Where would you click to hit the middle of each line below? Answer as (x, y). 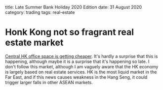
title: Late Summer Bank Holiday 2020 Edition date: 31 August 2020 (74, 7)
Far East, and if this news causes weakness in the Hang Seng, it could (76, 77)
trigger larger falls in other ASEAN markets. (49, 82)
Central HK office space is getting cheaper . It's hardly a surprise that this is (81, 56)
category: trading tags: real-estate (40, 12)
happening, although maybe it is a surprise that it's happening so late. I (77, 61)
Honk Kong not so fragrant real (70, 32)
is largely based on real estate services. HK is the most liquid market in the (81, 72)
